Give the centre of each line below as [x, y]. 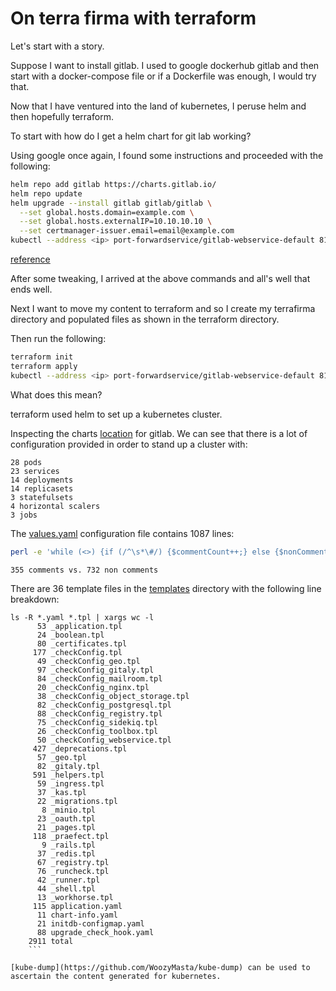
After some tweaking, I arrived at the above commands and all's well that [160, 279]
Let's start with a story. [57, 46]
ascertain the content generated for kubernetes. [116, 977]
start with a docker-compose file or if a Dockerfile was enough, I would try [163, 76]
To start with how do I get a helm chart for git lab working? [131, 136]
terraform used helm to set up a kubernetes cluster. [116, 414]
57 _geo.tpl [61, 758]
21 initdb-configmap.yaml [90, 924]
